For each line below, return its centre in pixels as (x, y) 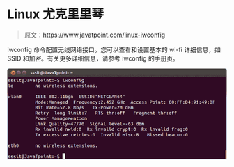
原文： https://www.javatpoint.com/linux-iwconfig (95, 35)
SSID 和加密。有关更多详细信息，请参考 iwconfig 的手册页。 (93, 58)
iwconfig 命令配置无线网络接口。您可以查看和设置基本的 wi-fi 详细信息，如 (114, 49)
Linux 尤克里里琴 (56, 14)
